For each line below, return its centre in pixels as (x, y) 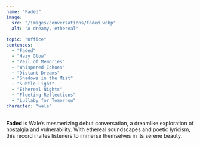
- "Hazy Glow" (29, 56)
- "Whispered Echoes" (39, 67)
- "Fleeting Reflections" (44, 95)
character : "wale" (29, 106)
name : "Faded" (24, 12)
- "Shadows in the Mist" (42, 78)
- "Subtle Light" (33, 84)
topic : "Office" (26, 39)
